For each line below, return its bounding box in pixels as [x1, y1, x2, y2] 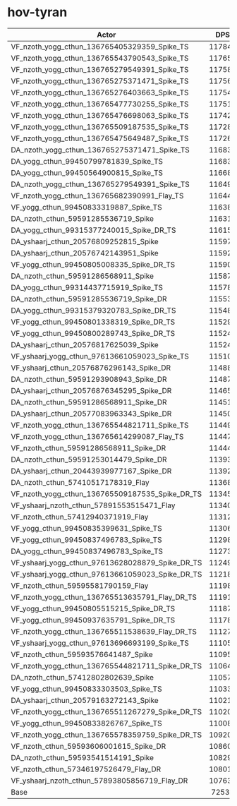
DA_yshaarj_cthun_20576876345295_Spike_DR [11, 385, 172, 395]
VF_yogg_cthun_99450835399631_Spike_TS [11, 523, 162, 533]
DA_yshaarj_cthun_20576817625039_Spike [11, 339, 159, 349]
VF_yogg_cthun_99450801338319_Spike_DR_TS [11, 317, 176, 327]
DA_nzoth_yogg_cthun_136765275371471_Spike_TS [11, 145, 190, 155]
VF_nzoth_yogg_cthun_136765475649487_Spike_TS [11, 133, 189, 143]
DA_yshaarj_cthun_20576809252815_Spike [11, 236, 159, 246]
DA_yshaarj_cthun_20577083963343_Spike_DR [11, 409, 172, 419]
